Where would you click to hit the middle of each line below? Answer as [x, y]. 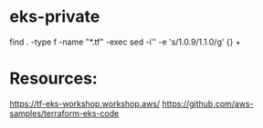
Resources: [53, 79]
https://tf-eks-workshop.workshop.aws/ [85, 103]
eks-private [55, 17]
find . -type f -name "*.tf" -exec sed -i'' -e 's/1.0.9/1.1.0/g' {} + [125, 42]
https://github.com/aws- [208, 103]
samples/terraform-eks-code [64, 113]
